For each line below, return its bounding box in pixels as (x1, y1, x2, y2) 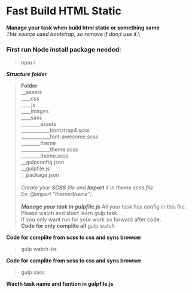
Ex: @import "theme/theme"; (20, 191, 92, 198)
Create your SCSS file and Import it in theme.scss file (20, 184, 154, 191)
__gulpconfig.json (20, 159, 65, 166)
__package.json (20, 171, 60, 179)
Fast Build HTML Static (6, 4, 121, 18)
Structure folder (6, 71, 47, 78)
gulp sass (20, 268, 45, 276)
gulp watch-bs (20, 246, 57, 253)
